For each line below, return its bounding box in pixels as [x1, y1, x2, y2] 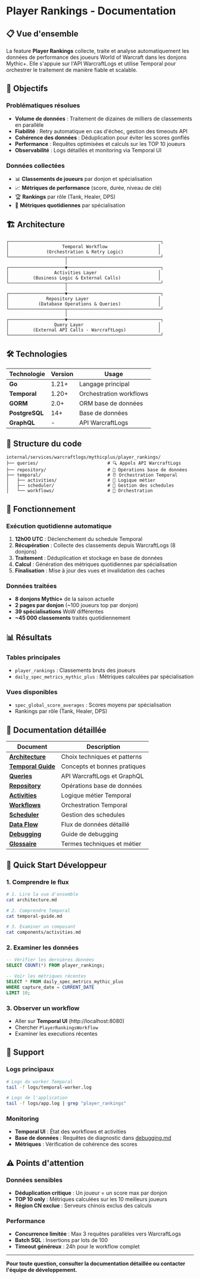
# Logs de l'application [6, 1095, 68, 1101]
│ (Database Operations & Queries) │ [6, 301, 161, 307]
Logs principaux [6, 1065, 55, 1074]
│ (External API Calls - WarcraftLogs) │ [6, 327, 161, 333]
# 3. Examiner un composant [6, 924, 76, 930]
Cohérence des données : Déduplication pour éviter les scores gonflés [14, 134, 190, 141]
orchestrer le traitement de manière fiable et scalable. [6, 67, 138, 73]
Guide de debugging [61, 830, 118, 839]
